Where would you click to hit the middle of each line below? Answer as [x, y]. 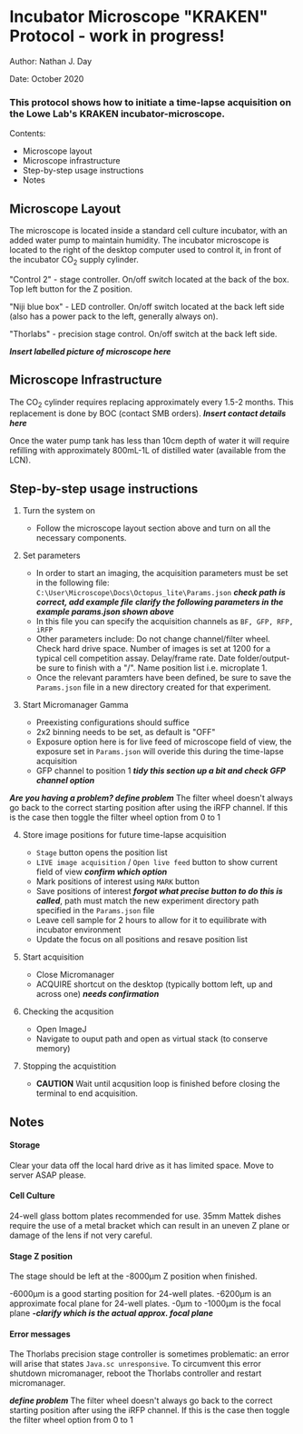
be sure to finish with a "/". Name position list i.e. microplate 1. [151, 668]
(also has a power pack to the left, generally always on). [114, 316]
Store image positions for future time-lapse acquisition [124, 835]
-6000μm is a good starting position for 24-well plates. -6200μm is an [141, 1294]
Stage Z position [41, 1256]
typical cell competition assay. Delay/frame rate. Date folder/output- [163, 658]
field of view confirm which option [102, 872]
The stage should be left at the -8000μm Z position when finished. [133, 1276]
